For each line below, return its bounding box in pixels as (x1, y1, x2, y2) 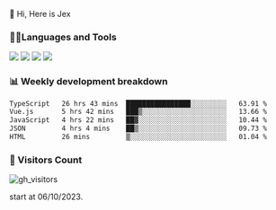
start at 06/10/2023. (9, 191, 84, 202)
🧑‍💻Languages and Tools (9, 31, 117, 43)
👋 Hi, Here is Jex (9, 9, 71, 19)
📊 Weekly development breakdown (9, 75, 168, 88)
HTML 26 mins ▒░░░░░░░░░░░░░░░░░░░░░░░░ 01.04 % (9, 133, 268, 142)
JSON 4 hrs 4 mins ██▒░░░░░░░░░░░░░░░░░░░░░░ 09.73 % (9, 124, 268, 134)
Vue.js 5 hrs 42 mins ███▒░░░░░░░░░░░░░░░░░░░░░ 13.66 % (9, 108, 268, 117)
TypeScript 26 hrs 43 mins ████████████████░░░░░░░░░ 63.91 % (9, 99, 268, 108)
